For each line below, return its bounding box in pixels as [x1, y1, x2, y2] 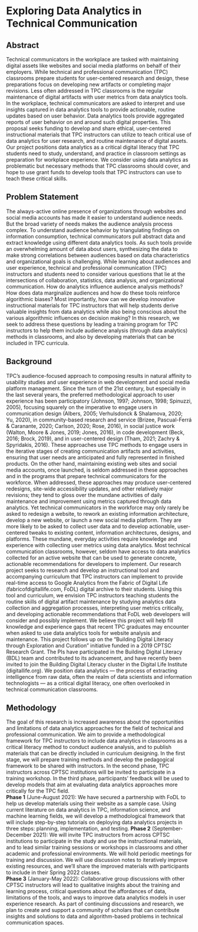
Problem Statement [6, 192, 79, 202]
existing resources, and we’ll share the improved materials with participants [6, 863, 190, 870]
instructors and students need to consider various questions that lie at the [6, 270, 186, 277]
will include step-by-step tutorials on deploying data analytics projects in [6, 819, 183, 826]
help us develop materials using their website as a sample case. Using [6, 800, 177, 807]
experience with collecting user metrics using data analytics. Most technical [6, 541, 190, 548]
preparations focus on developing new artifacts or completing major [6, 81, 171, 88]
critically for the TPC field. [6, 787, 70, 794]
